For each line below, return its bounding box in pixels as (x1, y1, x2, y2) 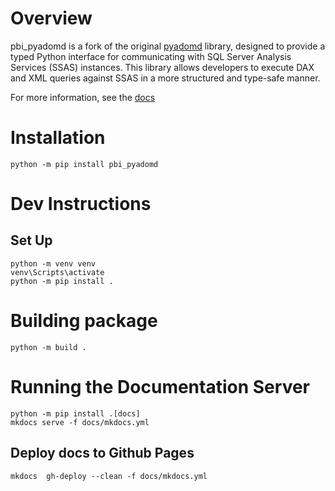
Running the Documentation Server (10, 376, 310, 398)
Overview (10, 7, 93, 30)
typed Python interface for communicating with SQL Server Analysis (10, 50, 292, 62)
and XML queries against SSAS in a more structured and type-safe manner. (10, 72, 321, 84)
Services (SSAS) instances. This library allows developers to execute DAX (10, 61, 315, 73)
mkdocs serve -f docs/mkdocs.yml (10, 417, 150, 427)
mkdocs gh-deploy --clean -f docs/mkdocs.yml (10, 471, 208, 481)
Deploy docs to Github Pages (10, 445, 195, 462)
